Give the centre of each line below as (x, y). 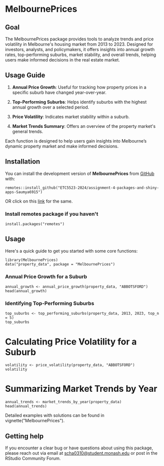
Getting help (24, 436)
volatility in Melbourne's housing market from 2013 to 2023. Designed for (79, 44)
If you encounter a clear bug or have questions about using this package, (79, 448)
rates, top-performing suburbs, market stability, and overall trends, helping (81, 55)
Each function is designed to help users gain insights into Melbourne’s (76, 141)
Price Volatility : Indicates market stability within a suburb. (71, 116)
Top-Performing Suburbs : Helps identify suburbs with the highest (79, 102)
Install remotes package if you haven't (52, 214)
